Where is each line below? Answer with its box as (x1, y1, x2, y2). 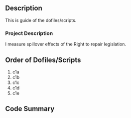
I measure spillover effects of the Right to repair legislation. (5, 41, 126, 47)
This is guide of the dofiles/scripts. (5, 17, 77, 23)
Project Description (5, 29, 53, 36)
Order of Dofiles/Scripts (5, 55, 81, 64)
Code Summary (5, 104, 55, 113)
